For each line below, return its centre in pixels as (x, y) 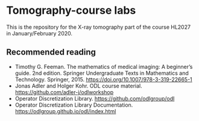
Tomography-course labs (71, 10)
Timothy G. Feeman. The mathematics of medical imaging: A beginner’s (104, 66)
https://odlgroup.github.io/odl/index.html (65, 111)
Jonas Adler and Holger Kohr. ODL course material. (79, 86)
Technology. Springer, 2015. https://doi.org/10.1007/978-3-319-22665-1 (104, 79)
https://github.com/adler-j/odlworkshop (64, 92)
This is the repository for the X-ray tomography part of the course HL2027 (99, 27)
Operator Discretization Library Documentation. (74, 105)
